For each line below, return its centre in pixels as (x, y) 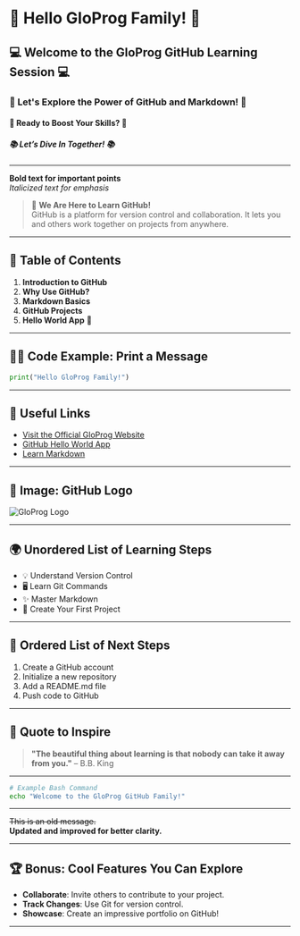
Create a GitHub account (68, 667)
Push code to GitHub (61, 696)
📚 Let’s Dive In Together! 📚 (62, 144)
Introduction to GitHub (65, 282)
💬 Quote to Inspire (60, 732)
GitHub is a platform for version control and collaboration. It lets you (156, 215)
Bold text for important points (65, 179)
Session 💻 (39, 72)
